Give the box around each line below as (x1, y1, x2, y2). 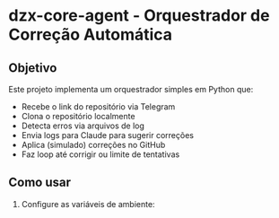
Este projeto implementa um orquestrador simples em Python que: (8, 84, 254, 94)
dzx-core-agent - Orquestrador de (8, 5, 270, 26)
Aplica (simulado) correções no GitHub (21, 140, 166, 150)
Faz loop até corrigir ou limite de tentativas (21, 149, 180, 160)
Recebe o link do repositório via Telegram (21, 101, 176, 112)
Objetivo (8, 60, 57, 75)
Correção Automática (8, 24, 172, 45)
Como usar (8, 175, 72, 190)
